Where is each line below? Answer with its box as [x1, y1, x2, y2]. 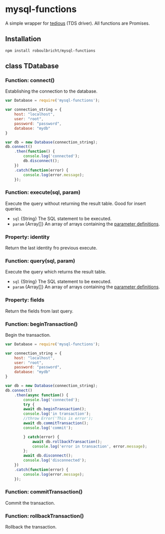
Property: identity [5, 233, 50, 240]
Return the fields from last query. [5, 308, 74, 314]
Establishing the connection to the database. [5, 88, 98, 94]
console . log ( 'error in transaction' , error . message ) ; [32, 444, 147, 449]
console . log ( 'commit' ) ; [23, 425, 73, 430]
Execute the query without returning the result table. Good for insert [5, 200, 146, 206]
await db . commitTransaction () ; [23, 421, 89, 426]
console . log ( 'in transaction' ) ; [23, 411, 92, 416]
